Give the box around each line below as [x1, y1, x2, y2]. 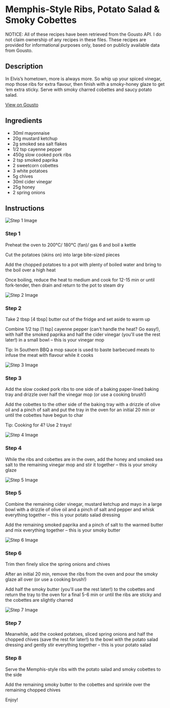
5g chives [12, 173, 33, 179]
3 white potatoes [12, 168, 48, 174]
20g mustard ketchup [12, 135, 58, 141]
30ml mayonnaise [12, 130, 50, 136]
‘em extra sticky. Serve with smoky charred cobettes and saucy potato [5, 86, 152, 93]
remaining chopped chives [5, 687, 61, 693]
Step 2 [5, 304, 22, 312]
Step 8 [5, 655, 22, 662]
